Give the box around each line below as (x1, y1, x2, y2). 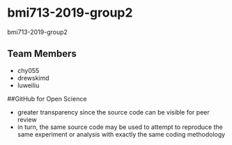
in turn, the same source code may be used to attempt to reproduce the (17, 123, 223, 131)
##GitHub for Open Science (7, 94, 87, 103)
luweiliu (17, 81, 40, 89)
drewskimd (17, 74, 50, 82)
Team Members (7, 48, 77, 60)
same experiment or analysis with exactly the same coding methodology (17, 130, 226, 138)
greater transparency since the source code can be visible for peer (17, 108, 210, 116)
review (17, 115, 37, 123)
